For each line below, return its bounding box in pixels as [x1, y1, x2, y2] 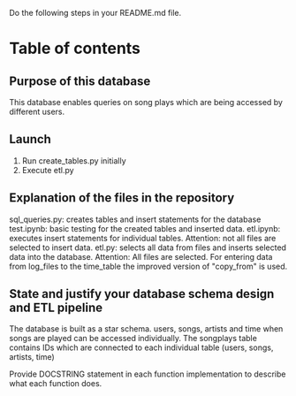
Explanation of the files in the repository [9, 190, 235, 206]
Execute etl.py [21, 164, 74, 175]
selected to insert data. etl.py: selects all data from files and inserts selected [9, 242, 287, 253]
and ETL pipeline [9, 301, 103, 316]
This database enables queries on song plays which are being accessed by [9, 97, 283, 107]
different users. [9, 106, 65, 117]
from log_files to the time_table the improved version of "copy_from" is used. [9, 261, 288, 271]
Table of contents [9, 39, 141, 58]
